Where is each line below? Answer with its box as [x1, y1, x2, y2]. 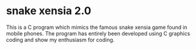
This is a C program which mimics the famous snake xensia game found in [6, 24, 188, 31]
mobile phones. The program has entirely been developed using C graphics [6, 30, 191, 37]
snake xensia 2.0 [6, 4, 92, 18]
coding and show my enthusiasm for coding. [6, 36, 115, 43]
